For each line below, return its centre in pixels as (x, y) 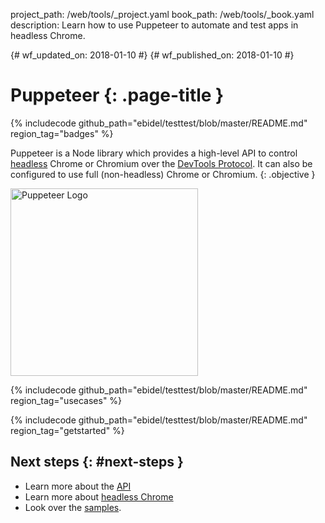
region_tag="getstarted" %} (67, 430)
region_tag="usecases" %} (66, 400)
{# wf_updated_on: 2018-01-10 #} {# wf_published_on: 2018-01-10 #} (152, 55)
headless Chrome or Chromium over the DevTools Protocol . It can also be (161, 163)
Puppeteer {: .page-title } (117, 95)
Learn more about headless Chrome (99, 496)
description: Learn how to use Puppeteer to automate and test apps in (154, 25)
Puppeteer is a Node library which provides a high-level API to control (154, 153)
